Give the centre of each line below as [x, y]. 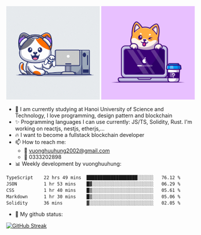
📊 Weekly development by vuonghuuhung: [68, 164]
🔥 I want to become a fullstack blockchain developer [80, 135]
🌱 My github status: [39, 214]
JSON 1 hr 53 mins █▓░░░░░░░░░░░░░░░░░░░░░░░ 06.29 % [93, 184]
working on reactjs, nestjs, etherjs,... [60, 129]
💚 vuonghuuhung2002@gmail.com [67, 151]
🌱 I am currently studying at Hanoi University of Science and [89, 109]
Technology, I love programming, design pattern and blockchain [93, 115]
